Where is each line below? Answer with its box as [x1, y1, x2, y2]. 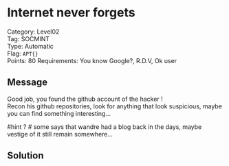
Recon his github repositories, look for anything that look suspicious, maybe [7, 102, 222, 110]
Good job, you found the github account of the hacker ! [7, 95, 163, 103]
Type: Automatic [7, 42, 54, 50]
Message [7, 77, 48, 88]
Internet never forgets [7, 5, 135, 21]
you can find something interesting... [7, 109, 111, 117]
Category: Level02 [7, 27, 60, 36]
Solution [7, 150, 44, 162]
